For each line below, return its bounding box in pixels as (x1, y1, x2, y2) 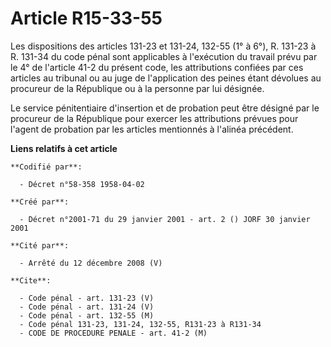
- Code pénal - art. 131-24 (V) (19, 302, 155, 312)
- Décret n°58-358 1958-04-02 (19, 179, 145, 189)
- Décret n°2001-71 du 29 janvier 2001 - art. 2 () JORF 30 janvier (19, 214, 311, 224)
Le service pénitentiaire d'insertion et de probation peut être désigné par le (10, 102, 320, 114)
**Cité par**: (10, 240, 70, 251)
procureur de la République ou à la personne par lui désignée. (10, 82, 265, 94)
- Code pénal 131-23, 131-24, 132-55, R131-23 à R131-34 (19, 319, 262, 329)
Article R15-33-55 (10, 7, 163, 30)
